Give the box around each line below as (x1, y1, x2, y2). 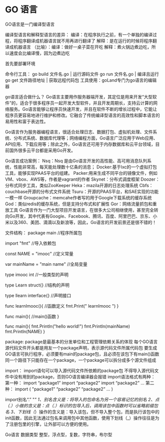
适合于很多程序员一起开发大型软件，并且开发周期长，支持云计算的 (20, 100, 154, 106)
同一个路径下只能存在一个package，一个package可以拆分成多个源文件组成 (5, 357, 156, 363)
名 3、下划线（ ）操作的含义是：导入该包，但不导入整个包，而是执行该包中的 (5, 409, 160, 414)
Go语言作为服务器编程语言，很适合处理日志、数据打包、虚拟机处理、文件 (5, 128, 153, 135)
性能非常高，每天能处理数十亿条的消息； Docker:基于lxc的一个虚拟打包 (13, 164, 157, 170)
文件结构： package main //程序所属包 (5, 229, 82, 236)
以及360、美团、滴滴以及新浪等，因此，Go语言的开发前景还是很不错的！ (9, 219, 157, 225)
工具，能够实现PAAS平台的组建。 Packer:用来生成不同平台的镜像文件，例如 (5, 170, 158, 176)
